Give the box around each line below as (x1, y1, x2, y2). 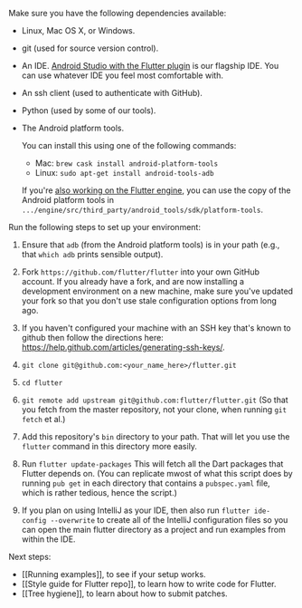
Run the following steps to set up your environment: (8, 222, 201, 232)
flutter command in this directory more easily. (21, 441, 198, 451)
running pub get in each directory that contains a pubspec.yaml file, (21, 478, 270, 488)
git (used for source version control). (21, 43, 159, 53)
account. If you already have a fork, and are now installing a (21, 276, 245, 286)
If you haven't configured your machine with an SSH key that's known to (21, 323, 291, 333)
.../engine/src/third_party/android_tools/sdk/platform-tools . (21, 204, 264, 215)
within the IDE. (21, 534, 76, 545)
